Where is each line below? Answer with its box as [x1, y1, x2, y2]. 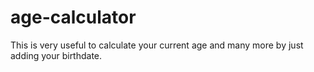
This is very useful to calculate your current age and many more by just [10, 39, 304, 51]
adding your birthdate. [10, 49, 103, 61]
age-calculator [10, 6, 137, 29]
